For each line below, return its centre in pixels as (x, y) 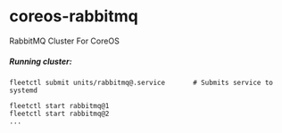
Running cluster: (41, 61)
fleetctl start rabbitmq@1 (59, 106)
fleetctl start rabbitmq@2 (59, 113)
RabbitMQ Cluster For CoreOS (65, 41)
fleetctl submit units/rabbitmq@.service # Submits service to (141, 82)
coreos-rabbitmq (74, 16)
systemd (24, 90)
